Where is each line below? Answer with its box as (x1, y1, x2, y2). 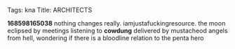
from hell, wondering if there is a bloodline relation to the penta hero (7, 34, 204, 42)
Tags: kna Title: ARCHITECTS (7, 6, 93, 14)
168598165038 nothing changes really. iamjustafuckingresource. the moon (7, 19, 226, 27)
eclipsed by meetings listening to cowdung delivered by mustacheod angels (7, 27, 228, 35)
